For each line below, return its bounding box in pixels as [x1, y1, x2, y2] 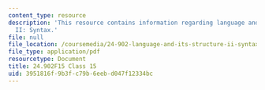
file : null [8, 33, 44, 41]
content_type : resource [8, 11, 87, 20]
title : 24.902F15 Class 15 [8, 63, 97, 70]
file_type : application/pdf [8, 48, 101, 56]
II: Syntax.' [15, 26, 58, 34]
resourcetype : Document [8, 56, 87, 63]
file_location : [8, 41, 58, 49]
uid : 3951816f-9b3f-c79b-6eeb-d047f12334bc [8, 70, 154, 77]
